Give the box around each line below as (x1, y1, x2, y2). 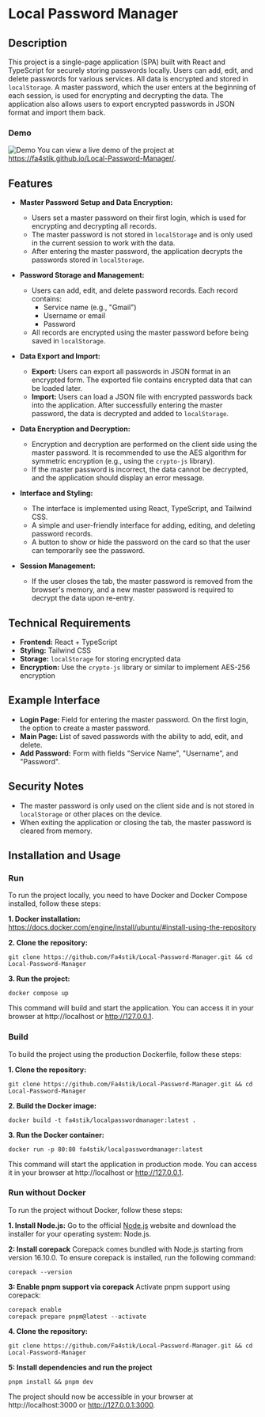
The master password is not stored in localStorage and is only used (31, 230, 253, 240)
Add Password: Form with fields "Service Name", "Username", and (19, 748, 239, 758)
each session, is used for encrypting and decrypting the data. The (8, 91, 224, 100)
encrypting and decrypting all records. (31, 222, 157, 231)
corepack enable (8, 1305, 62, 1313)
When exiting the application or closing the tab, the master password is (19, 817, 252, 827)
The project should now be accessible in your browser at (8, 1392, 194, 1401)
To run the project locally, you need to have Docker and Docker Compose (8, 891, 248, 900)
